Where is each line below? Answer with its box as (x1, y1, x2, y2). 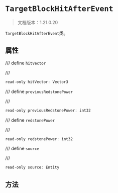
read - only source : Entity (5, 165, 59, 170)
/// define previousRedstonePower (5, 88, 73, 94)
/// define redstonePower (5, 117, 55, 123)
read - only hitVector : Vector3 (5, 79, 69, 84)
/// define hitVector (5, 60, 46, 66)
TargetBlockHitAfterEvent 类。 (5, 30, 68, 36)
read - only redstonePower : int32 (5, 136, 73, 142)
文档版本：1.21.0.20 (17, 19, 58, 25)
